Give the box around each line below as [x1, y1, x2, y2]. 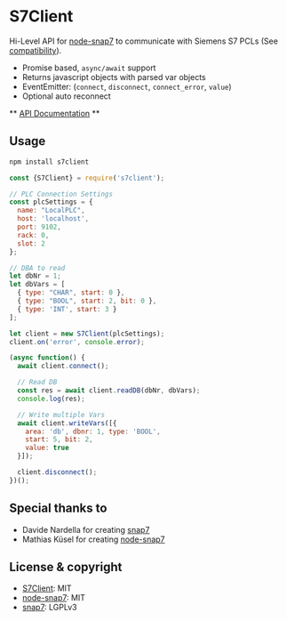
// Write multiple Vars [17, 410, 105, 419]
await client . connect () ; [17, 362, 109, 371]
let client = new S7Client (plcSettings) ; [9, 329, 165, 338]
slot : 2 [17, 238, 46, 248]
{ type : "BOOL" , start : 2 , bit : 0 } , [17, 296, 157, 305]
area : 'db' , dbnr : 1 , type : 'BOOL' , [25, 427, 162, 436]
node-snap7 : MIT [21, 593, 86, 603]
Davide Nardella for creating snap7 [21, 524, 150, 535]
